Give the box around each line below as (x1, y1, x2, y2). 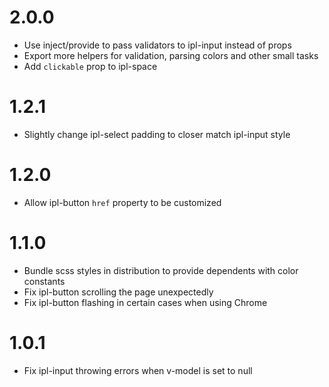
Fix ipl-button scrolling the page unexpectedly (23, 286, 214, 298)
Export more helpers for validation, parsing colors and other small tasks (23, 49, 319, 61)
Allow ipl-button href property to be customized (23, 196, 222, 208)
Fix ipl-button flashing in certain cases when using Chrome (23, 296, 268, 308)
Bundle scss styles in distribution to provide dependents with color (23, 264, 299, 276)
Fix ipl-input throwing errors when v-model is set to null (23, 364, 253, 376)
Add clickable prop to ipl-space (23, 60, 158, 72)
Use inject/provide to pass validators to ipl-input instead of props (23, 39, 292, 51)
